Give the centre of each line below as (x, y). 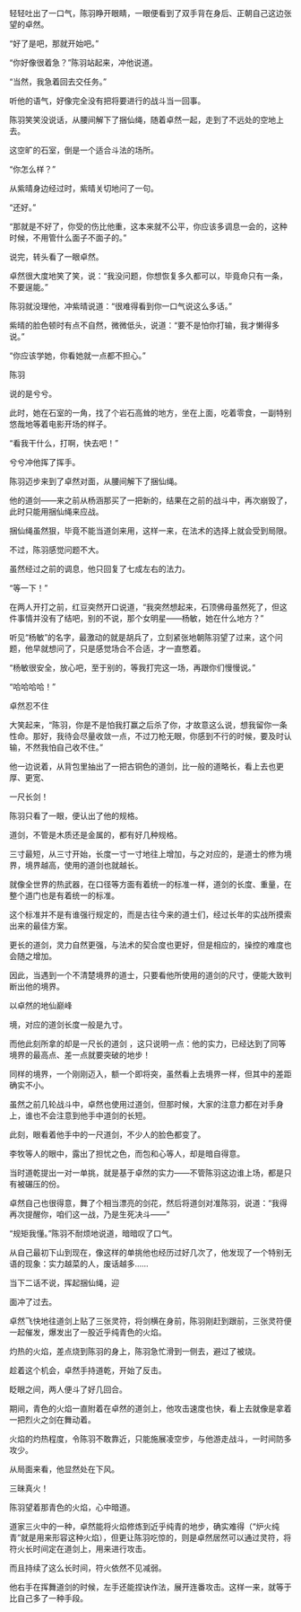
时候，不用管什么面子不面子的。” (68, 238)
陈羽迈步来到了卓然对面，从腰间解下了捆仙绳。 (95, 481)
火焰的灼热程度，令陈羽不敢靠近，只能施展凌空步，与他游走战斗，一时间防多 (150, 1439)
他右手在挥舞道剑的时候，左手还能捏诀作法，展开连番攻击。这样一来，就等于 (150, 1587)
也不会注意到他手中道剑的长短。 (91, 1115)
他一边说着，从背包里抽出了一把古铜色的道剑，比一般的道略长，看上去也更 (146, 766)
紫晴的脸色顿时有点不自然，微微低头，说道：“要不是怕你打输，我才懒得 (141, 325)
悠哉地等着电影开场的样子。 (60, 424)
